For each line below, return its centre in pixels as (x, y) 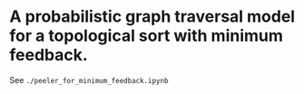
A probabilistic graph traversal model (152, 17)
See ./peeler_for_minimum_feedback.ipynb (89, 80)
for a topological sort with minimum (147, 36)
